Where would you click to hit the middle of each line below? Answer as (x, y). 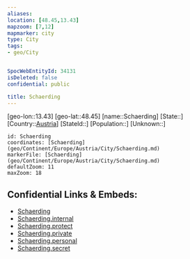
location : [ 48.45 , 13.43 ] (43, 20)
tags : (15, 46)
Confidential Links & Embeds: (72, 195)
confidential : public (39, 84)
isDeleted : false (32, 77)
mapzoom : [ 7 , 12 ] (31, 26)
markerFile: (24, 155)
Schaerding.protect (45, 226)
